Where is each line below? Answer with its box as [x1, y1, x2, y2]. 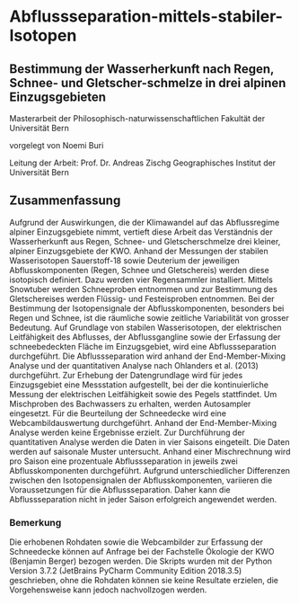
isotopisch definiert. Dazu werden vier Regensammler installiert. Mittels [9, 274, 274, 285]
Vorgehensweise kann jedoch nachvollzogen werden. [9, 584, 207, 595]
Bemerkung [9, 516, 62, 528]
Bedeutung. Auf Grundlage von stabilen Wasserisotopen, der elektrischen [9, 322, 282, 333]
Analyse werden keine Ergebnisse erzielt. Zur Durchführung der [9, 427, 245, 438]
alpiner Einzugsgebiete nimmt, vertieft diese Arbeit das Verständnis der [9, 226, 273, 237]
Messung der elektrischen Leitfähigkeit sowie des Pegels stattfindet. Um [9, 388, 277, 399]
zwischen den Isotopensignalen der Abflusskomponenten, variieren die [9, 475, 273, 485]
